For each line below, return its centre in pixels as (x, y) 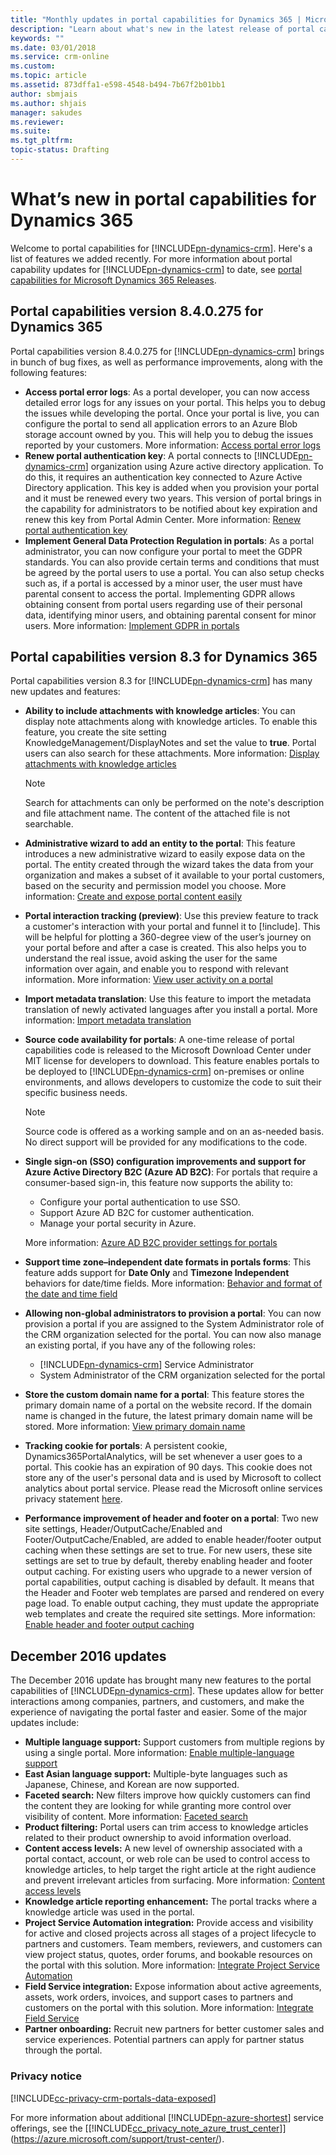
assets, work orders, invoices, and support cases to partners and (159, 1997)
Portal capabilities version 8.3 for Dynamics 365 (164, 657)
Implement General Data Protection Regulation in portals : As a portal (169, 540)
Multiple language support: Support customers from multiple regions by (174, 1742)
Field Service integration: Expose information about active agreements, (173, 1987)
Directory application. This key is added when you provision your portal (172, 487)
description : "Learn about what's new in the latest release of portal (162, 29)
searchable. (49, 824)
